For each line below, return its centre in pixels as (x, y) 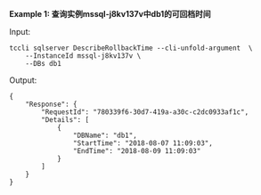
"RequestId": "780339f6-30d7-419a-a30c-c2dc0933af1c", (145, 112)
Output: (23, 80)
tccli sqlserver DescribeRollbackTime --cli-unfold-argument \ (131, 48)
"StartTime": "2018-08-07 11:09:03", (143, 143)
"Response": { (51, 104)
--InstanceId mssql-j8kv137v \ (83, 56)
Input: (20, 32)
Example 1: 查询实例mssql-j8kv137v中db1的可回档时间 (110, 14)
